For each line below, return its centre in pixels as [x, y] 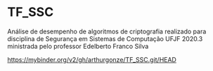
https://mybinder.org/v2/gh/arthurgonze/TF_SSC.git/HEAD [92, 59]
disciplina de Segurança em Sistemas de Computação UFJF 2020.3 [105, 38]
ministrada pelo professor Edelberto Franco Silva [78, 46]
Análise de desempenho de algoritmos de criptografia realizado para [107, 31]
